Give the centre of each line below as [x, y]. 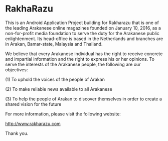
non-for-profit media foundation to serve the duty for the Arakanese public [82, 33]
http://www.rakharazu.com [33, 123]
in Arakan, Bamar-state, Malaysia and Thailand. [54, 44]
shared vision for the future [33, 104]
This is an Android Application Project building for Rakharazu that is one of [82, 23]
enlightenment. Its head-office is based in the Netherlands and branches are [84, 39]
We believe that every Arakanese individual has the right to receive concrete [84, 54]
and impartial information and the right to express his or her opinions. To [80, 59]
